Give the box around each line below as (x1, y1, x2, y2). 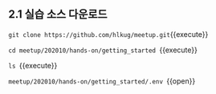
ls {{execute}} (8, 60, 58, 70)
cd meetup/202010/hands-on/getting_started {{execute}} (8, 45, 198, 55)
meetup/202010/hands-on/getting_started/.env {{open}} (8, 76, 196, 86)
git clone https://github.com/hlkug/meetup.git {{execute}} (8, 29, 209, 39)
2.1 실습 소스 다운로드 (8, 7, 108, 22)
